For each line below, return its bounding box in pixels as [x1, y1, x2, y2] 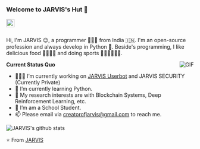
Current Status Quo [6, 61, 55, 68]
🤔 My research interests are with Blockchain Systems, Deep [14, 91, 162, 99]
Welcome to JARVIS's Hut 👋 [6, 5, 88, 14]
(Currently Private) [14, 79, 61, 86]
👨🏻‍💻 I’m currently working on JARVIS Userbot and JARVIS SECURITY [14, 72, 185, 80]
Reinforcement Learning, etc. [14, 98, 86, 105]
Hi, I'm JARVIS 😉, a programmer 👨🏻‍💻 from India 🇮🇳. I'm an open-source [6, 37, 186, 44]
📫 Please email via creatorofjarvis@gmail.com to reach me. [14, 111, 162, 118]
